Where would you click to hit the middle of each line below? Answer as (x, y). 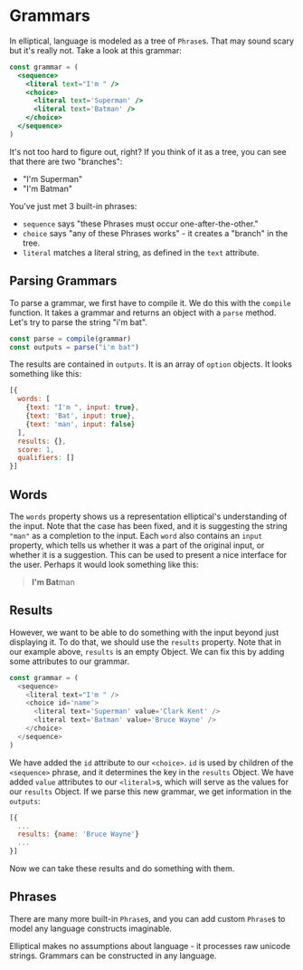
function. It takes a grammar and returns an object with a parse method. (143, 312)
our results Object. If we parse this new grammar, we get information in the (151, 791)
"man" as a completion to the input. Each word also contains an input (136, 535)
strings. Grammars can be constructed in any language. (113, 956)
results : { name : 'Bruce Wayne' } (79, 834)
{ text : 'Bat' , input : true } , (80, 416)
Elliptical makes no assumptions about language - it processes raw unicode (150, 946)
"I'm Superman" (52, 178)
